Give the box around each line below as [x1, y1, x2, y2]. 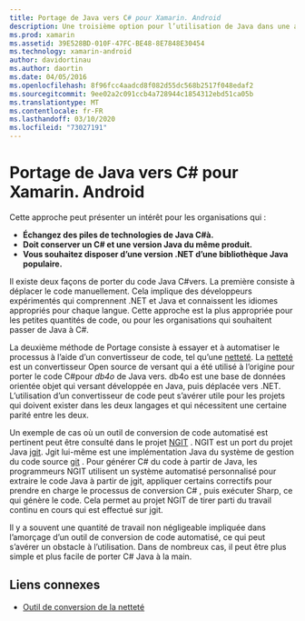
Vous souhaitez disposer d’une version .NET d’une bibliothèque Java [22, 248, 289, 259]
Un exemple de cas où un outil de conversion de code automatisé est [9, 426, 269, 437]
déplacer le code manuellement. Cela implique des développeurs [9, 285, 252, 296]
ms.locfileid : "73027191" [9, 124, 107, 133]
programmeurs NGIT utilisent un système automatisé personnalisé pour [9, 466, 277, 476]
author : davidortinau [9, 55, 92, 65]
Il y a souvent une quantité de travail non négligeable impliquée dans [9, 522, 266, 533]
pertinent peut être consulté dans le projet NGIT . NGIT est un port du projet [9, 436, 293, 447]
